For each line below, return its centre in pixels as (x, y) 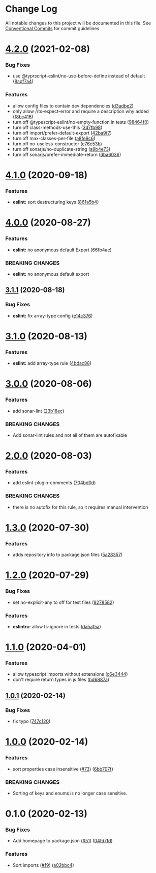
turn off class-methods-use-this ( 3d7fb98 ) (57, 127)
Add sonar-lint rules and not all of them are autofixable (70, 435)
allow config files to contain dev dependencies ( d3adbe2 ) (73, 105)
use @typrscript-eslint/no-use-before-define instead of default (79, 76)
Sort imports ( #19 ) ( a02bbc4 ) (43, 865)
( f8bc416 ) (23, 116)
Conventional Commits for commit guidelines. (53, 28)
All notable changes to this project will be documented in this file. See (78, 23)
